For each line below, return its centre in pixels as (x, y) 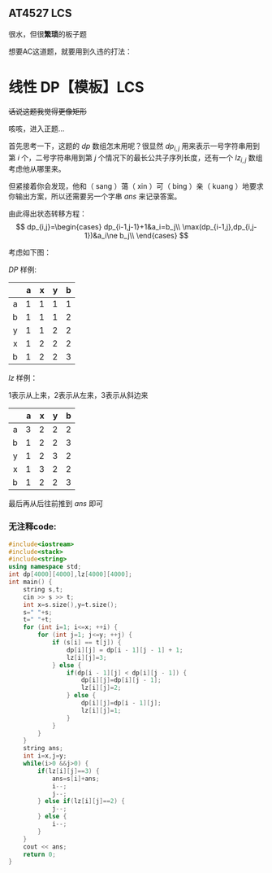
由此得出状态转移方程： (47, 214)
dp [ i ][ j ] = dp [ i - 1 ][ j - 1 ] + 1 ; (125, 650)
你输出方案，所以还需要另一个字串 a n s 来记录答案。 (95, 196)
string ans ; (43, 749)
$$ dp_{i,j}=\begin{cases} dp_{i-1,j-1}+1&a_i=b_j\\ (98, 227)
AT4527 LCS (40, 13)
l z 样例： (23, 378)
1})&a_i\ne (101, 236)
